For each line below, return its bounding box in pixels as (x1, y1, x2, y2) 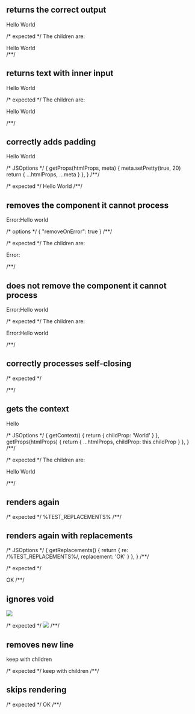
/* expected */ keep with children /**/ (6, 667, 99, 674)
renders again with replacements (6, 530, 133, 541)
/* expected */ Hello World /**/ (6, 182, 83, 190)
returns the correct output (6, 5, 107, 15)
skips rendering (6, 685, 67, 695)
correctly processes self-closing (6, 359, 132, 369)
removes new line (6, 640, 74, 650)
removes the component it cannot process (6, 200, 169, 210)
